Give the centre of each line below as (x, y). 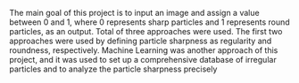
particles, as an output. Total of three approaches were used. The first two (146, 31)
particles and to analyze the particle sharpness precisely (113, 69)
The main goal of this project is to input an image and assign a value (135, 13)
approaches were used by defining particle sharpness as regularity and (141, 41)
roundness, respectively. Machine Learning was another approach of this (144, 50)
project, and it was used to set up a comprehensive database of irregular (143, 60)
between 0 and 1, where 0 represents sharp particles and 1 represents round (149, 22)
